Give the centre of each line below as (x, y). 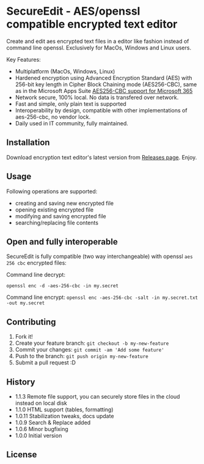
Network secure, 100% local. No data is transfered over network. (97, 97)
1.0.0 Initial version (38, 436)
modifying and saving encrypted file (60, 216)
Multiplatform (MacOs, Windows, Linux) (65, 71)
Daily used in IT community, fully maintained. (71, 123)
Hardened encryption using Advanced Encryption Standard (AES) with (104, 78)
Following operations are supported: (52, 191)
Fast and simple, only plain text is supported (71, 104)
